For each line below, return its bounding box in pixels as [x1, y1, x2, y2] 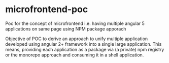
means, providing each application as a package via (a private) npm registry [5, 46, 164, 52]
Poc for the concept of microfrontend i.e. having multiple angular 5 [5, 20, 145, 26]
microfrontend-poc [5, 4, 88, 15]
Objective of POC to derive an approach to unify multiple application [5, 36, 148, 42]
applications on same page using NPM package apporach [5, 25, 126, 31]
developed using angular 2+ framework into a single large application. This [5, 41, 162, 47]
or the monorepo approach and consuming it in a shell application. [5, 52, 144, 58]
